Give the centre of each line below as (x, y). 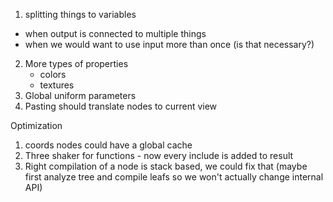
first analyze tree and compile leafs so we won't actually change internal (174, 177)
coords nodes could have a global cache (108, 145)
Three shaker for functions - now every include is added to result (159, 155)
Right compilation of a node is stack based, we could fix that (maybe (166, 166)
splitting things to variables (80, 14)
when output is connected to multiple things (115, 33)
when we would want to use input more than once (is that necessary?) (169, 44)
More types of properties (76, 63)
